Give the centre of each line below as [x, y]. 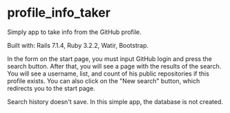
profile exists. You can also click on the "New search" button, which [104, 80]
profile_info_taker [59, 13]
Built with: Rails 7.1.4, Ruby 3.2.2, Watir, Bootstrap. [78, 45]
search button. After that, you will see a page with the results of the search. [114, 66]
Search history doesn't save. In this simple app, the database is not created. [115, 101]
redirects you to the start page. [51, 88]
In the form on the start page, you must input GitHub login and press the [109, 59]
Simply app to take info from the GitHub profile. [74, 32]
